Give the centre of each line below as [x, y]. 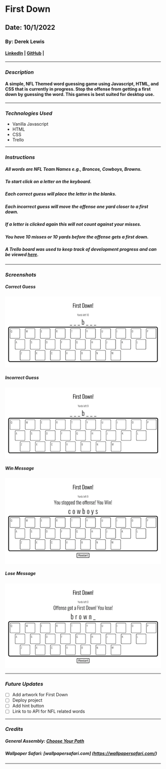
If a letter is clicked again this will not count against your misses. [73, 224]
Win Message [20, 468]
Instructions [20, 157]
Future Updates [24, 684]
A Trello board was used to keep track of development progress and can [81, 249]
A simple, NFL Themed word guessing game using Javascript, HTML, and [82, 84]
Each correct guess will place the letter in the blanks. [61, 194]
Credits [14, 729]
